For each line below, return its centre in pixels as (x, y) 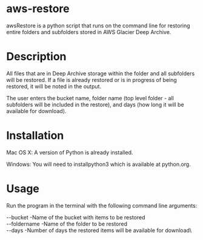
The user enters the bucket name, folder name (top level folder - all (90, 98)
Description (36, 57)
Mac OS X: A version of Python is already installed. (70, 152)
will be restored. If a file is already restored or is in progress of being (92, 80)
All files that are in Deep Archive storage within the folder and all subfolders (101, 73)
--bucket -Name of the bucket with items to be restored (76, 217)
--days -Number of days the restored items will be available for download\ (99, 230)
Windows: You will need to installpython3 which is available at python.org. (98, 164)
